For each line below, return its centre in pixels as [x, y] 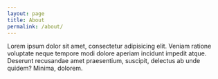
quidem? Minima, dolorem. [45, 68]
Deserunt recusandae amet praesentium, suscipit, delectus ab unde [104, 61]
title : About [26, 20]
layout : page [26, 14]
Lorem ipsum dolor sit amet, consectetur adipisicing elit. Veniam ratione [109, 46]
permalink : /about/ [35, 26]
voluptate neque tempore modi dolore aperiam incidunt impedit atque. [107, 53]
